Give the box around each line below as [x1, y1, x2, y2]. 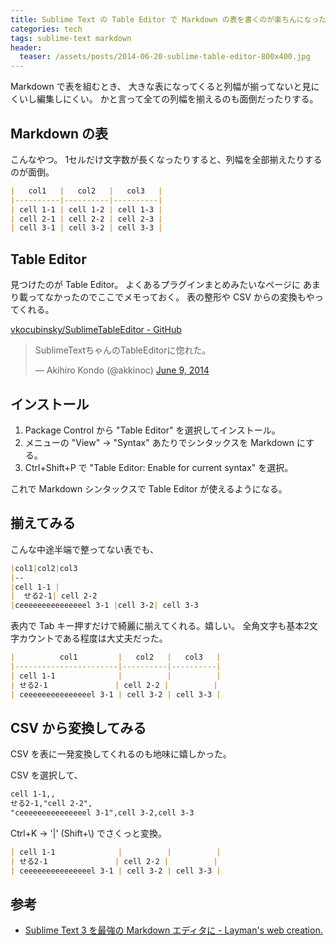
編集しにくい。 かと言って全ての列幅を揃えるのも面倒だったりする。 [36, 93, 319, 105]
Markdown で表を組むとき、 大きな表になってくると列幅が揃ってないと [10, 81, 303, 93]
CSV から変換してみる [10, 719, 147, 736]
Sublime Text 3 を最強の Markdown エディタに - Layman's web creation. [24, 924, 323, 936]
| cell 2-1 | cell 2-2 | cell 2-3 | [10, 214, 163, 224]
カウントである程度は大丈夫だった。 [18, 632, 168, 645]
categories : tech [10, 24, 83, 34]
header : [10, 42, 43, 53]
